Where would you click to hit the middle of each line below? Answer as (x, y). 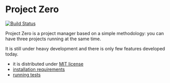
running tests (27, 74)
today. (12, 54)
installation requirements (39, 69)
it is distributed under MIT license (48, 64)
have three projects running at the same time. (53, 39)
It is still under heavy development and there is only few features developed (85, 48)
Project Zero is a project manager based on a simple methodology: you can (85, 33)
